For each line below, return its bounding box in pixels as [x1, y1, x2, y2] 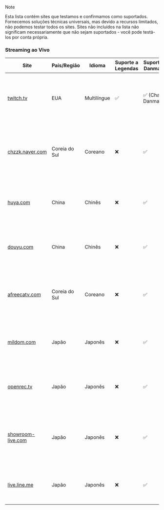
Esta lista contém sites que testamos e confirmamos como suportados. [5, 14, 148, 19]
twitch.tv [7, 95, 28, 102]
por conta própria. [12, 34, 49, 40]
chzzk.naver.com [7, 148, 47, 155]
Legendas [114, 65, 139, 72]
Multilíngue [84, 95, 110, 102]
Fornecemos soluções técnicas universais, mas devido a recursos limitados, [5, 19, 159, 24]
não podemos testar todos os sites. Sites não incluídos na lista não [5, 24, 139, 30]
